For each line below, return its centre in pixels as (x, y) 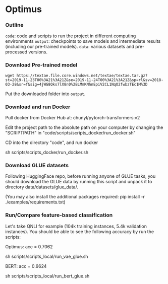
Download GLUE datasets (37, 165)
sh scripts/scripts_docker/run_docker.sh (47, 153)
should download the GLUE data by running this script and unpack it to (79, 182)
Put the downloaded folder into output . (45, 94)
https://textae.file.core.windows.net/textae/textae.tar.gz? (82, 76)
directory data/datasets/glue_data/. (42, 187)
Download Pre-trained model (41, 65)
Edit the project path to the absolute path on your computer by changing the (84, 127)
